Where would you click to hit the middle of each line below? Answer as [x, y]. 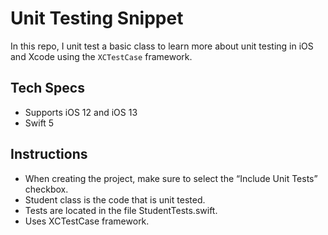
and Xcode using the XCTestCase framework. [101, 56]
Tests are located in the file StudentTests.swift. [121, 210]
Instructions [49, 154]
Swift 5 [39, 123]
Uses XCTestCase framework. [87, 221]
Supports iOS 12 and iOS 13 [81, 112]
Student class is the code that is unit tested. [115, 199]
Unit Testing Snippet [97, 18]
